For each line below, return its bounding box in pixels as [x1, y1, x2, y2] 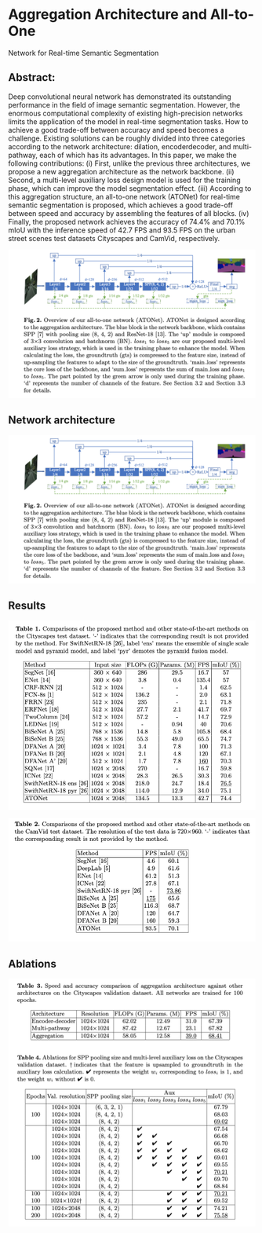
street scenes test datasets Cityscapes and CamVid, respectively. [8, 233, 220, 243]
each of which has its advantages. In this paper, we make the [38, 150, 237, 159]
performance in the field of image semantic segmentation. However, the [8, 100, 241, 109]
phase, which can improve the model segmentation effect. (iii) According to [8, 183, 252, 193]
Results [8, 599, 46, 613]
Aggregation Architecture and [8, 5, 208, 24]
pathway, [8, 150, 38, 159]
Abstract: [8, 71, 56, 84]
